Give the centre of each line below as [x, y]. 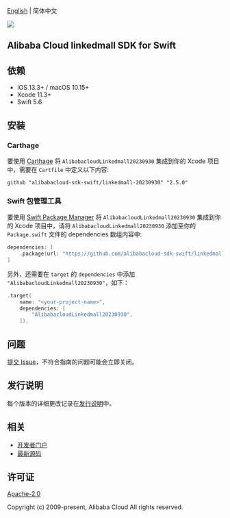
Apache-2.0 [24, 494]
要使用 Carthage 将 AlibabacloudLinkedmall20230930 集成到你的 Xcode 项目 [113, 161]
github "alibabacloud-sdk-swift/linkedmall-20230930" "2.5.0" [98, 182]
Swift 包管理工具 [34, 201]
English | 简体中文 [32, 11]
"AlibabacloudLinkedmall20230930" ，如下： [68, 282]
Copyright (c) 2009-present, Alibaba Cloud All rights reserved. [95, 507]
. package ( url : [39, 254]
